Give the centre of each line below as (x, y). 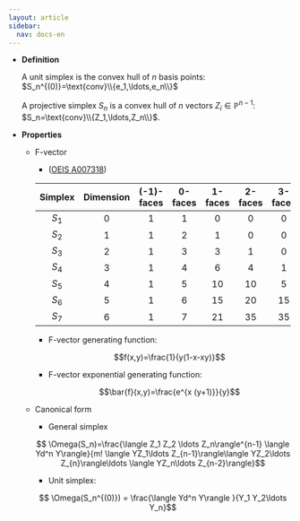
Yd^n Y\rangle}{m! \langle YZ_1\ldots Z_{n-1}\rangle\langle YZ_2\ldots (163, 454)
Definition (40, 60)
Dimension (107, 196)
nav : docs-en (41, 34)
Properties (42, 135)
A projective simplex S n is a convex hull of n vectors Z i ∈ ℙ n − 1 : (138, 106)
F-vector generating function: (103, 340)
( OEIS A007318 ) (77, 169)
